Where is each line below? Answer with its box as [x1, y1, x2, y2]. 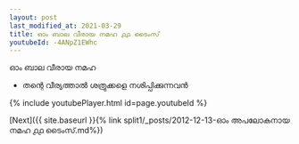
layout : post [9, 12, 58, 22]
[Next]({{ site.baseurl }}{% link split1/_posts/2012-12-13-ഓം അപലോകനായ [9, 115, 290, 125]
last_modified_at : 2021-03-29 [9, 21, 122, 30]
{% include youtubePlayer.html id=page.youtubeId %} [9, 98, 208, 108]
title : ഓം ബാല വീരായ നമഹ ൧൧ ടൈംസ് [9, 29, 160, 38]
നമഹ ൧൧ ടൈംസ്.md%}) [9, 125, 104, 136]
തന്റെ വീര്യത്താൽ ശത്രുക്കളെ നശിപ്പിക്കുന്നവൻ [21, 80, 188, 91]
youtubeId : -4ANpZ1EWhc [9, 37, 98, 47]
